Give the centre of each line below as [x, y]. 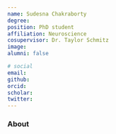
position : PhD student [41, 27]
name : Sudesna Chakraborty [47, 14]
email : [17, 73]
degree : [19, 21]
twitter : [20, 99]
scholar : [20, 93]
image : [17, 47]
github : [19, 79]
